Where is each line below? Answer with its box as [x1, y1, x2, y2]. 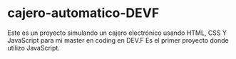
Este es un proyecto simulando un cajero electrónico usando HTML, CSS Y [7, 28, 227, 37]
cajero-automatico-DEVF [7, 5, 160, 21]
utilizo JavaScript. [7, 43, 61, 52]
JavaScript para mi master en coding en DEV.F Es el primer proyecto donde [7, 36, 230, 44]
